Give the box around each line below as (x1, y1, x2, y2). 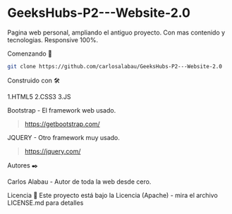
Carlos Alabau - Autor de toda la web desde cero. (7, 177, 152, 186)
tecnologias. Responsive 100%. (7, 35, 99, 44)
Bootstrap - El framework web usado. (7, 106, 116, 114)
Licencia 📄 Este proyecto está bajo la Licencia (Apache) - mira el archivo (7, 191, 219, 199)
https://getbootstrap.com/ (24, 120, 100, 128)
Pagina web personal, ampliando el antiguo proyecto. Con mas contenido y (7, 28, 226, 37)
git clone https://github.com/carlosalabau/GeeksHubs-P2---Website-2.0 (7, 63, 222, 70)
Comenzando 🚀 (7, 49, 53, 58)
